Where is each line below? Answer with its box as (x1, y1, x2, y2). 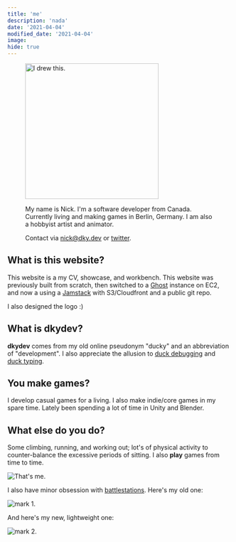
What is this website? (7, 254, 104, 267)
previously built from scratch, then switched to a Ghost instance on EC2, (7, 280, 220, 289)
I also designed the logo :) (7, 302, 84, 310)
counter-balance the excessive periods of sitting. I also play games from (7, 451, 220, 459)
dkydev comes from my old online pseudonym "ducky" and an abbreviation (7, 341, 230, 350)
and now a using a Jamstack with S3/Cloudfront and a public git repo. (7, 288, 212, 297)
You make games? (7, 378, 90, 390)
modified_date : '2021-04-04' (7, 30, 94, 38)
